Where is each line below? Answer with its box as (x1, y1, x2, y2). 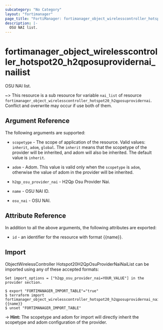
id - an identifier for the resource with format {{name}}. (12, 234, 123, 240)
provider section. (5, 280, 42, 285)
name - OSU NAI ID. (12, 188, 49, 194)
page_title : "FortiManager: (5, 16, 62, 21)
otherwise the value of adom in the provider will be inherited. (12, 169, 134, 175)
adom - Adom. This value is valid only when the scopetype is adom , (12, 164, 141, 170)
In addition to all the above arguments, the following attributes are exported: (5, 224, 157, 230)
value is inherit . (12, 154, 46, 161)
